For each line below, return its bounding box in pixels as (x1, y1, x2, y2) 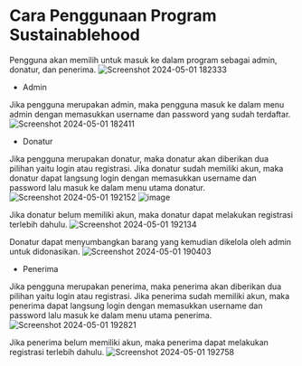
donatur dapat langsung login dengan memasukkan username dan (9, 173, 258, 183)
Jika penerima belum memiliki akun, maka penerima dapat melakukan (9, 336, 269, 348)
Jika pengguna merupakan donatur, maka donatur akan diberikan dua (9, 153, 269, 164)
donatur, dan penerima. (9, 64, 97, 75)
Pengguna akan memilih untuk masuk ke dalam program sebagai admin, (9, 54, 278, 65)
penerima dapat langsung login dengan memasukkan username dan (9, 300, 263, 311)
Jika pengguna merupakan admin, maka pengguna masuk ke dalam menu (9, 99, 285, 109)
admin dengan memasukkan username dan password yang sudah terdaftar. (9, 108, 291, 119)
